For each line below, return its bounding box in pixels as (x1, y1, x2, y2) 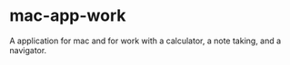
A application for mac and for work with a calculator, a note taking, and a (9, 35, 282, 46)
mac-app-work (9, 5, 126, 26)
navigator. (9, 44, 47, 55)
